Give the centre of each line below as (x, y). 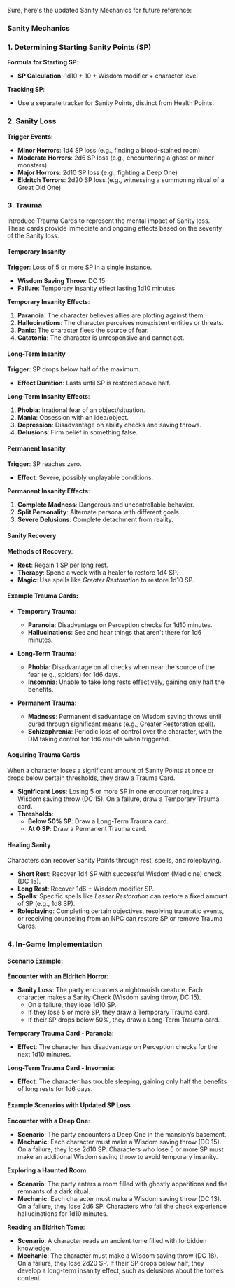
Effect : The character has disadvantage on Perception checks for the (117, 1047)
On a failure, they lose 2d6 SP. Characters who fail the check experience (122, 1206)
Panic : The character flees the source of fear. (83, 330)
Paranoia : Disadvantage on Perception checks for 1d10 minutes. (120, 625)
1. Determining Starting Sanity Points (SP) (79, 47)
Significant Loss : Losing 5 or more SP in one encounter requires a (113, 792)
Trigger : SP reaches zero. (44, 464)
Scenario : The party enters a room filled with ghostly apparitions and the (122, 1184)
